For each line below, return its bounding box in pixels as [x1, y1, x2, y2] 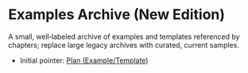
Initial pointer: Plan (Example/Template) [19, 56, 149, 65]
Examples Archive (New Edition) [8, 6, 225, 24]
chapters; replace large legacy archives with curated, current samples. [8, 40, 240, 49]
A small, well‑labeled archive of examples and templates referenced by [8, 32, 240, 41]
